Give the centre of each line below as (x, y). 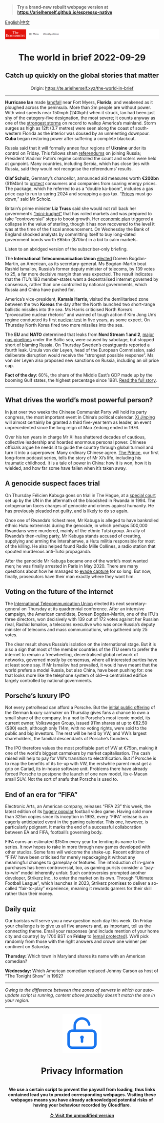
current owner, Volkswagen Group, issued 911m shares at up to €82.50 (76, 723)
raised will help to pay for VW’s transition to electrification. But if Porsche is (81, 758)
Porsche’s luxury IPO (38, 696)
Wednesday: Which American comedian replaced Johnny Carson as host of (82, 971)
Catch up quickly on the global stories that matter (82, 75)
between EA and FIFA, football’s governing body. (54, 832)
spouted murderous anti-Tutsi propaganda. (48, 551)
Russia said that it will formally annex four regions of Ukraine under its (76, 148)
